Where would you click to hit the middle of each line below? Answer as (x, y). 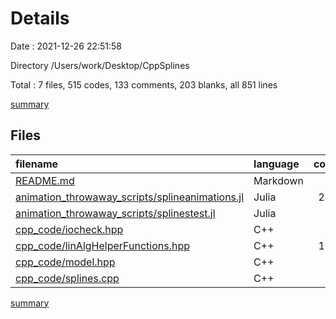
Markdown (278, 180)
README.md (45, 180)
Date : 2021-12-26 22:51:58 (66, 46)
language (276, 164)
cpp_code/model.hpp (65, 262)
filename (37, 164)
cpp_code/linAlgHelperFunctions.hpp (102, 245)
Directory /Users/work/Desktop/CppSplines (100, 65)
